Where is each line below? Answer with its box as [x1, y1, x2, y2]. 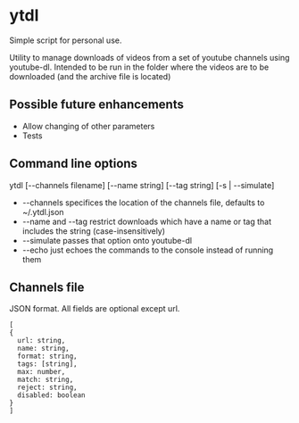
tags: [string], [17, 360, 78, 369]
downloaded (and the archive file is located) [9, 70, 171, 81]
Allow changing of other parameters [21, 120, 155, 131]
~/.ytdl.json [21, 206, 64, 217]
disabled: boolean [17, 391, 87, 400]
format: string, [17, 352, 78, 361]
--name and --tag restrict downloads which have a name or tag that [21, 216, 272, 227]
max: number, [17, 368, 66, 377]
